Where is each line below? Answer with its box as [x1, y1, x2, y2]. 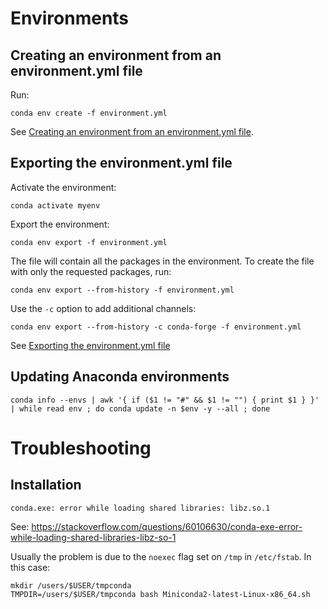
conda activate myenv [10, 200, 101, 211]
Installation [10, 477, 82, 494]
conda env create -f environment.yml [10, 108, 168, 118]
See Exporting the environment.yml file [10, 339, 171, 351]
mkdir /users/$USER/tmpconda [10, 580, 132, 591]
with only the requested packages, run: [10, 265, 172, 277]
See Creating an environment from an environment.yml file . [10, 126, 254, 137]
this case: [10, 561, 51, 573]
